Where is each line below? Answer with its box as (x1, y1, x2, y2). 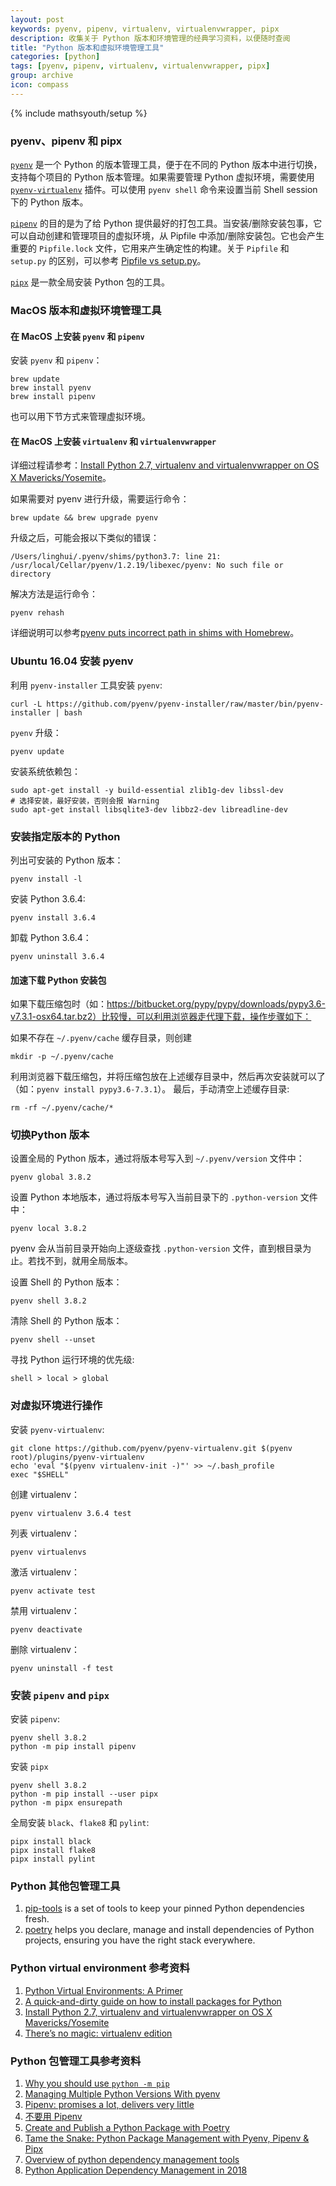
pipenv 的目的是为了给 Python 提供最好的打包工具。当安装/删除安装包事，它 (10, 217, 323, 230)
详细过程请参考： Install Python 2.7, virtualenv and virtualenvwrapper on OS (10, 459, 320, 471)
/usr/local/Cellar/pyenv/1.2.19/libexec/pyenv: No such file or (10, 561, 284, 571)
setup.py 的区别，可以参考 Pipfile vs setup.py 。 (10, 255, 207, 267)
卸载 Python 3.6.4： (10, 931, 92, 943)
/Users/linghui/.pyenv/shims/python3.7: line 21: (10, 552, 222, 562)
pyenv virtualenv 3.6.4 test (10, 1508, 132, 1518)
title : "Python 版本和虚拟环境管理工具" (10, 42, 165, 53)
